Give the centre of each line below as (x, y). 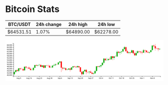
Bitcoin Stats (32, 9)
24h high (78, 24)
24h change (49, 24)
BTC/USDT (20, 24)
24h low (106, 24)
